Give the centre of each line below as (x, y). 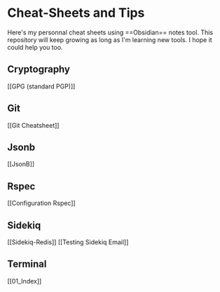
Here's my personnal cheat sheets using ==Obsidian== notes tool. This (110, 32)
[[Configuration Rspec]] (41, 203)
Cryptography (39, 69)
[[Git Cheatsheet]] (33, 125)
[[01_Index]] (25, 281)
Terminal (27, 264)
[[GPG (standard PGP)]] (41, 86)
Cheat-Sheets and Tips (76, 13)
